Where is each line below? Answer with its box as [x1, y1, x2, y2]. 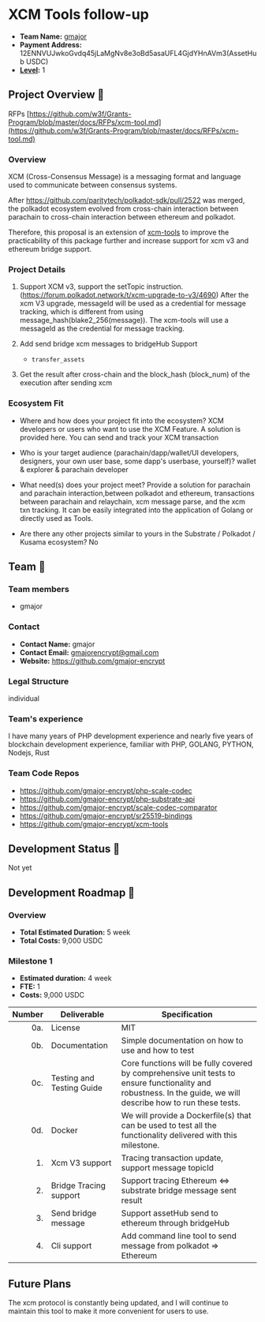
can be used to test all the [121, 1120, 217, 1131]
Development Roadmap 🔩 [8, 886, 136, 899]
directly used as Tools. [19, 513, 93, 522]
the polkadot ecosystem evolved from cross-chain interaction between [8, 204, 239, 214]
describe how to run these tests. [121, 1097, 241, 1108]
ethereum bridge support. [8, 245, 92, 254]
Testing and [50, 1073, 95, 1084]
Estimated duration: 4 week [19, 973, 112, 983]
